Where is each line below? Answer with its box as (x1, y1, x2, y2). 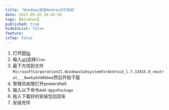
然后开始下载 (53, 74, 80, 80)
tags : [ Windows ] (5, 17, 39, 22)
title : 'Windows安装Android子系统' (5, 7, 77, 13)
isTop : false (5, 36, 33, 41)
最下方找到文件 (12, 63, 44, 69)
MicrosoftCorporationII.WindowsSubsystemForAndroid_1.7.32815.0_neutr (12, 69, 164, 74)
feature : (5, 31, 24, 36)
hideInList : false (5, 26, 44, 31)
